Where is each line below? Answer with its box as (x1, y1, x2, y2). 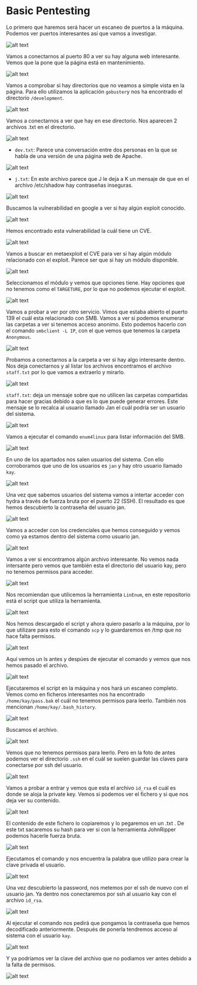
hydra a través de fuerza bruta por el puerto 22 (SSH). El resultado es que (6, 497, 185, 504)
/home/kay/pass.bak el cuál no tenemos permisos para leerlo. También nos (6, 697, 186, 704)
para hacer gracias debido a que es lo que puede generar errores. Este (6, 398, 178, 405)
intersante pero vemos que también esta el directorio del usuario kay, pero (6, 561, 186, 569)
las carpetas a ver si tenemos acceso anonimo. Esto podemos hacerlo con (6, 320, 187, 328)
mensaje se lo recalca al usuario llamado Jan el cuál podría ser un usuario (6, 404, 185, 411)
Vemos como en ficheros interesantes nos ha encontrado (6, 690, 145, 698)
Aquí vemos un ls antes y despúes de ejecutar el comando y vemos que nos (6, 655, 191, 662)
